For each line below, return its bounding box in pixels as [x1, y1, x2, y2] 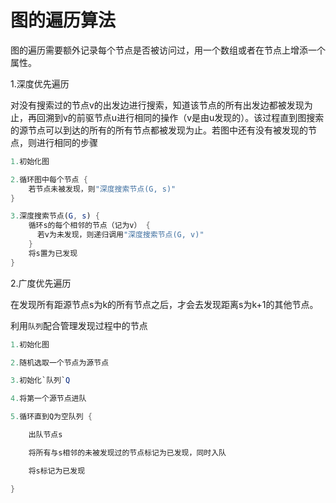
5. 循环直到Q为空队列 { [10, 412, 93, 422]
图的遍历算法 [10, 9, 117, 32]
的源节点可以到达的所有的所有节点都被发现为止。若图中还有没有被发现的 [10, 124, 308, 136]
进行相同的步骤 [36, 136, 98, 148]
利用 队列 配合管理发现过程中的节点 [10, 319, 148, 331]
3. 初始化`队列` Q [10, 376, 71, 386]
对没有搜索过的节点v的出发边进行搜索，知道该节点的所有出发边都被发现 [10, 99, 305, 111]
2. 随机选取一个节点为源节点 [10, 357, 110, 368]
